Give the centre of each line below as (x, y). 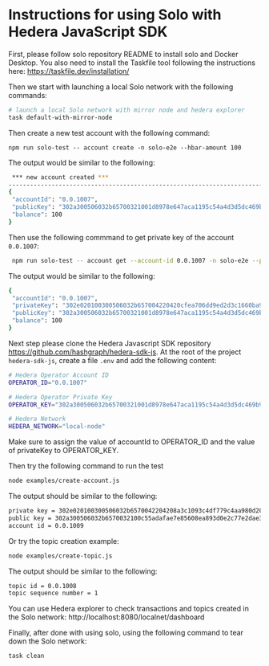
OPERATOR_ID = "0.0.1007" (48, 382)
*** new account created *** (60, 177)
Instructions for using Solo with (115, 15)
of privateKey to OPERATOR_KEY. (64, 451)
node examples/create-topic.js (60, 556)
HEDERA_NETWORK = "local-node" (57, 427)
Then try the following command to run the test (86, 466)
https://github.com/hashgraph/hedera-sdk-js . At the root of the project (125, 352)
